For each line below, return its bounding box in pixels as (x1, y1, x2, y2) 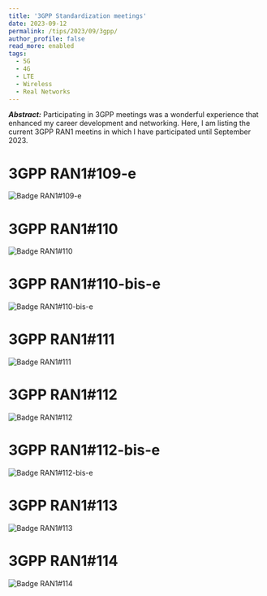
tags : (8, 50, 27, 58)
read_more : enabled (8, 42, 75, 50)
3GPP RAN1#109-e (8, 164, 136, 183)
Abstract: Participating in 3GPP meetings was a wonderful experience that (8, 110, 259, 120)
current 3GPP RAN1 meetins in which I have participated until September (8, 127, 252, 137)
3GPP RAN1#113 (8, 497, 118, 515)
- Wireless (15, 80, 53, 88)
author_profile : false (8, 34, 85, 43)
